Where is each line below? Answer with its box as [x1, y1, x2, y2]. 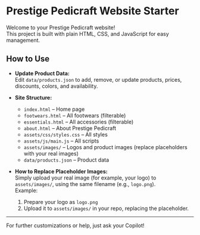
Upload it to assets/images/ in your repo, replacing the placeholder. [23, 205, 189, 212]
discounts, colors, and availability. [14, 82, 98, 89]
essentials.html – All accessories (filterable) [23, 118, 134, 125]
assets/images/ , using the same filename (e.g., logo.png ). [14, 180, 156, 187]
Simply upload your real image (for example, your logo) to [14, 174, 157, 181]
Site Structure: [14, 94, 52, 101]
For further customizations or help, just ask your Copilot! [6, 222, 145, 229]
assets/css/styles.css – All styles [23, 131, 108, 138]
